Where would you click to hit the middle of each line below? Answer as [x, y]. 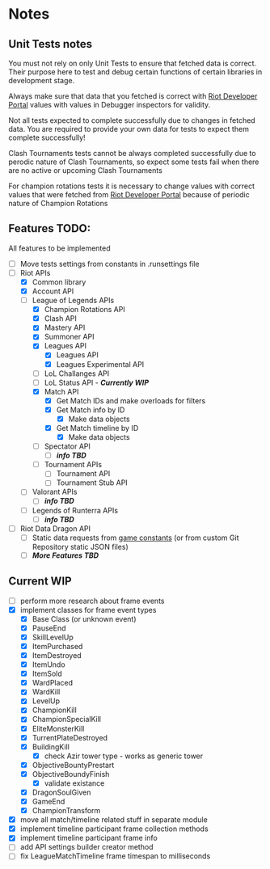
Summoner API [69, 337]
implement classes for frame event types [88, 610]
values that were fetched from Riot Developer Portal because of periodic [129, 194]
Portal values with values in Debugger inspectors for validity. [110, 105]
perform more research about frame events [92, 601]
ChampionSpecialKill [66, 719]
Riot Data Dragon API [55, 528]
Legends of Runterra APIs [75, 510]
